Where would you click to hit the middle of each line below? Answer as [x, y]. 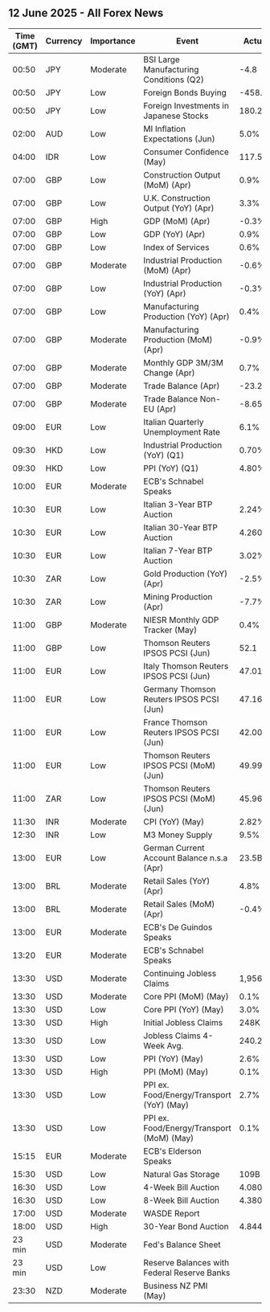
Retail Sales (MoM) [179, 904]
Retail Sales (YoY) [177, 881]
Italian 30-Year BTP [181, 527]
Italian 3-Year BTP [178, 504]
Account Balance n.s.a [186, 857]
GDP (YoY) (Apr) [174, 234]
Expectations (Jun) [179, 138]
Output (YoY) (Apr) [179, 208]
